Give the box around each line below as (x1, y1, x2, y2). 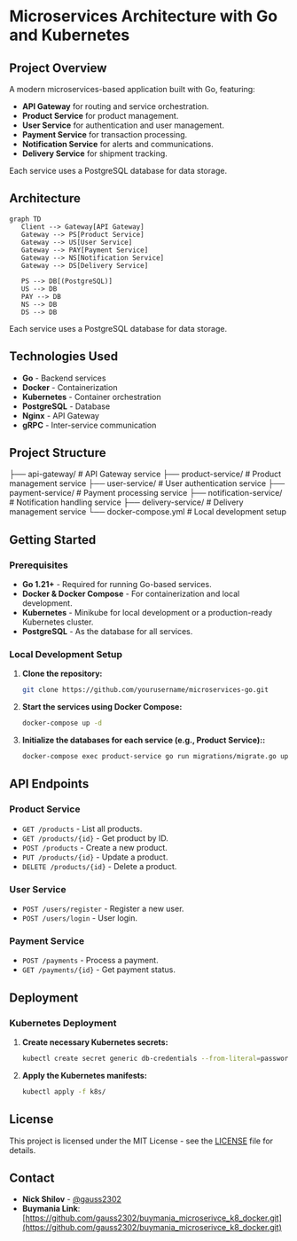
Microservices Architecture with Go (9, 6, 278, 27)
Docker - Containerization (21, 381, 118, 392)
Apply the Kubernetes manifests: (21, 1070, 148, 1080)
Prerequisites (9, 559, 68, 571)
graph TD (9, 215, 42, 224)
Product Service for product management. (21, 111, 179, 121)
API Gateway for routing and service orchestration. (21, 101, 210, 112)
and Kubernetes (9, 25, 130, 45)
